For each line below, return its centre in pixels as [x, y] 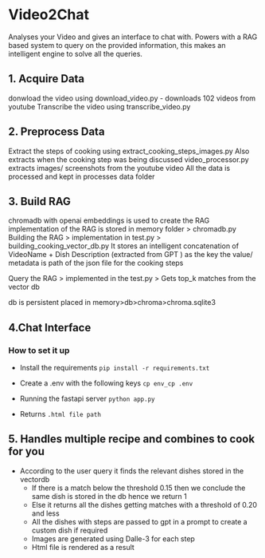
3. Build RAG [40, 201]
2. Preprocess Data [57, 132]
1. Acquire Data [47, 79]
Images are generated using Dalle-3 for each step [113, 538]
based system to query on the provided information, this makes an [117, 45]
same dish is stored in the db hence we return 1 [109, 496]
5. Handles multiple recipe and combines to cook [132, 439]
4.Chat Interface [50, 328]
